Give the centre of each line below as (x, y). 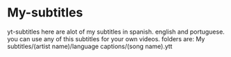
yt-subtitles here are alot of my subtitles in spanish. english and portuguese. (116, 32)
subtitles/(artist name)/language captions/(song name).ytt (90, 46)
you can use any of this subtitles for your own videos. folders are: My (106, 38)
